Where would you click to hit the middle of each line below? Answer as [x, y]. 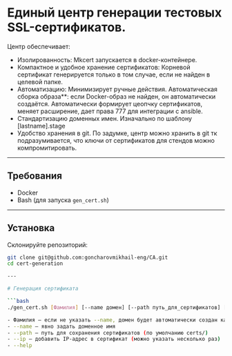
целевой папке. [40, 81]
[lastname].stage [41, 126]
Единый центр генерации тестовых [115, 13]
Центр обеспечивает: [39, 46]
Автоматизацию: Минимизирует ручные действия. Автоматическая [117, 89]
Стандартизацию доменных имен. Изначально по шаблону [104, 118]
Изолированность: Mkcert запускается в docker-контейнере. [107, 59]
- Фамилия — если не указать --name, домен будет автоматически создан [112, 320]
